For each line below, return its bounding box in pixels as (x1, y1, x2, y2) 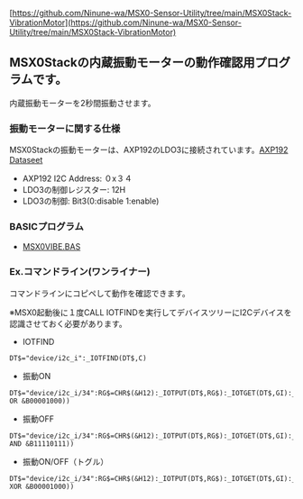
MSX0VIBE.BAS (22, 241, 81, 252)
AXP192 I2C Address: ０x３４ (22, 173, 133, 184)
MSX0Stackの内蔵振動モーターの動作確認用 (9, 55, 255, 70)
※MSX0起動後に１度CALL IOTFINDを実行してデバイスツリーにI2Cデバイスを (9, 306, 292, 318)
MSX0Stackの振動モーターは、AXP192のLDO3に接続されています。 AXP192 (9, 144, 289, 156)
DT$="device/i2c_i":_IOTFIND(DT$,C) (9, 353, 147, 363)
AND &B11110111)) (9, 439, 75, 449)
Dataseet (9, 155, 43, 166)
